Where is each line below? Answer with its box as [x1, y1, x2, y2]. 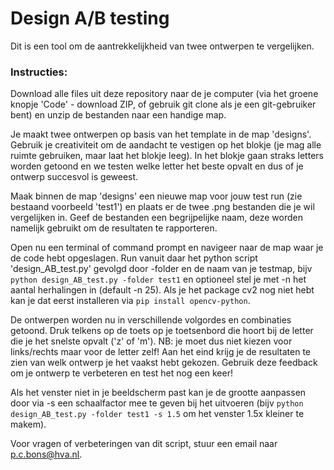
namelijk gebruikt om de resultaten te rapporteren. [10, 222, 218, 234]
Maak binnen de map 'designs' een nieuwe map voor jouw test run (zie [10, 190, 303, 202]
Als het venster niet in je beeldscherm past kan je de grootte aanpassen [10, 387, 307, 399]
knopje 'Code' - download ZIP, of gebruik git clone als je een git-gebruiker [10, 98, 317, 111]
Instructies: [10, 65, 68, 79]
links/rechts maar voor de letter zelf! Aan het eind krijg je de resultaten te [10, 346, 312, 358]
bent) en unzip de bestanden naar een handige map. [10, 109, 227, 121]
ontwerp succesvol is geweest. [10, 171, 139, 183]
